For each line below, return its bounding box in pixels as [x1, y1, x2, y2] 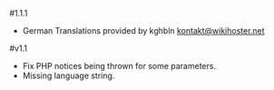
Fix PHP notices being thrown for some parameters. [22, 61, 216, 71]
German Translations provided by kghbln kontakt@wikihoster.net [22, 25, 265, 35]
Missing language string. [22, 70, 115, 81]
